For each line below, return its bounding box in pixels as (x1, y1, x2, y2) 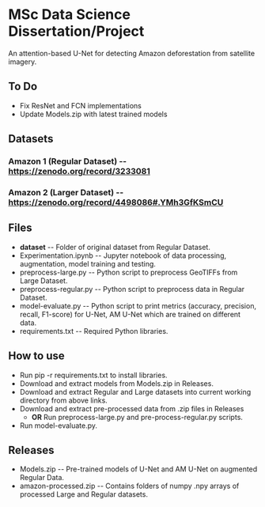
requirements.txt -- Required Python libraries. (19, 326, 168, 335)
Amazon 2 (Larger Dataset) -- (8, 187, 124, 198)
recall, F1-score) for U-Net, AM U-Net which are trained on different (19, 309, 241, 319)
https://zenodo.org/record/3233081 (8, 166, 150, 177)
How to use (8, 350, 65, 363)
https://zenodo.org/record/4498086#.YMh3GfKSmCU (8, 196, 224, 207)
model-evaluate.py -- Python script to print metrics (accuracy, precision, (19, 301, 257, 310)
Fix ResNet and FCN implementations (19, 100, 142, 110)
